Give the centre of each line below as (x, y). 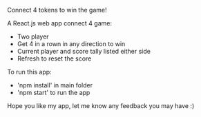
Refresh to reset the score (54, 58)
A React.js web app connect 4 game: (60, 23)
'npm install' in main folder (55, 85)
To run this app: (29, 72)
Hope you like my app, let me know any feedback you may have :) (101, 106)
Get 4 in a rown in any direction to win (71, 44)
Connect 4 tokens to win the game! (57, 10)
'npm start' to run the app (54, 93)
